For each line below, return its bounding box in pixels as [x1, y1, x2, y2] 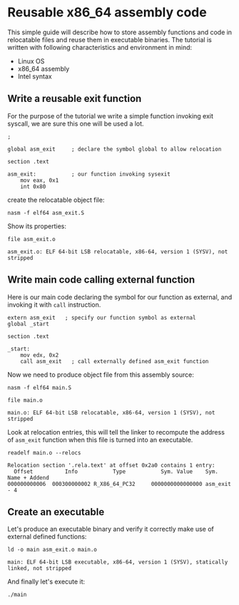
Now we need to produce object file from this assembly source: [7, 370, 194, 379]
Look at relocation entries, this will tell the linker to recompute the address [7, 427, 225, 436]
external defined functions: [7, 532, 87, 541]
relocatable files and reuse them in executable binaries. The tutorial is [7, 35, 212, 44]
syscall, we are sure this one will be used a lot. [7, 119, 144, 128]
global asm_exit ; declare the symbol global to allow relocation [7, 146, 222, 153]
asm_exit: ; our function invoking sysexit [7, 171, 171, 178]
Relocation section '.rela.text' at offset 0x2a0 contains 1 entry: [7, 462, 215, 469]
